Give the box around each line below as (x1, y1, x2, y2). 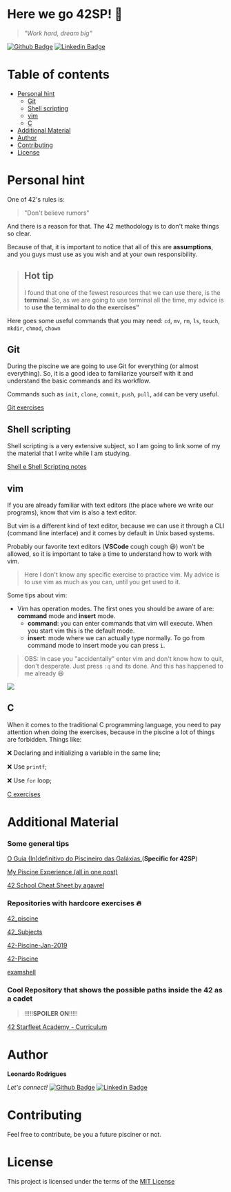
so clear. (7, 229, 32, 238)
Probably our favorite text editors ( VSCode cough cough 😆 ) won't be (7, 542, 205, 551)
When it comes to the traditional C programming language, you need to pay (7, 720, 221, 729)
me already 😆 (23, 669, 64, 677)
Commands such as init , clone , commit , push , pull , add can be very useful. (7, 390, 219, 398)
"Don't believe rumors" (23, 209, 90, 217)
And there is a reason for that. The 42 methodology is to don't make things (7, 222, 219, 230)
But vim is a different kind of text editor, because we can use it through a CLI (7, 521, 225, 530)
